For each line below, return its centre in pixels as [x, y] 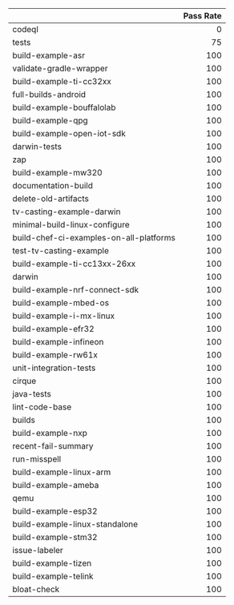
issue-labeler [38, 550]
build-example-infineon [58, 342]
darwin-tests [37, 146]
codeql [25, 29]
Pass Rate [202, 16]
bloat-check [36, 589]
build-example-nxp [50, 433]
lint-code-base [42, 407]
